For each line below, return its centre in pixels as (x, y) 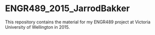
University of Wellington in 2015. (38, 27)
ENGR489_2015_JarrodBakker (68, 9)
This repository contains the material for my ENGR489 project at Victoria (78, 22)
